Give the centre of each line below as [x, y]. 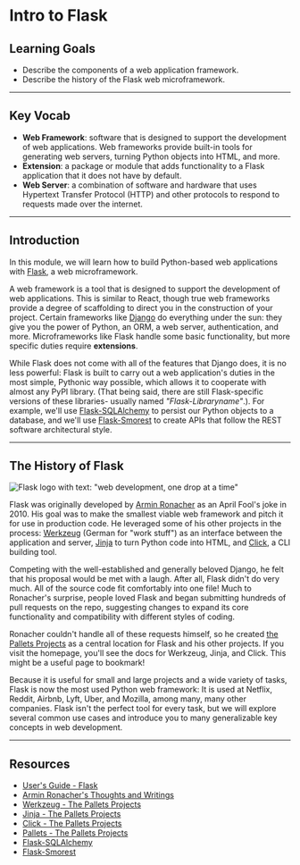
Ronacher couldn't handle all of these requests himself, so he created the [144, 634]
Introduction [45, 241]
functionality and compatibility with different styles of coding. [122, 617]
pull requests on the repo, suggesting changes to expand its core [129, 608]
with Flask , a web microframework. [74, 271]
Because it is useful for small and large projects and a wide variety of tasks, [148, 680]
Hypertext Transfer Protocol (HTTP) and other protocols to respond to [150, 194]
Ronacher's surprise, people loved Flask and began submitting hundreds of [148, 598]
